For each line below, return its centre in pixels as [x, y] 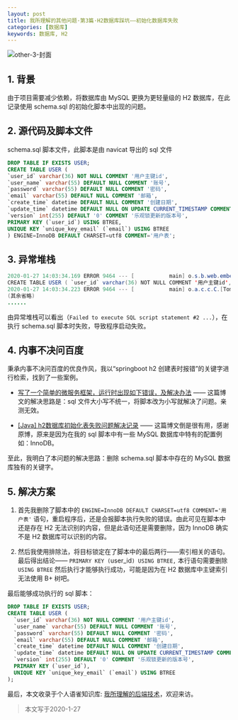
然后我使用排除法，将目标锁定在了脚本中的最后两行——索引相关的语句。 [123, 552]
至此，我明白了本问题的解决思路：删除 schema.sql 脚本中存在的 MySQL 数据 [119, 458]
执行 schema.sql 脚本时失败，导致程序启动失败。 [79, 326]
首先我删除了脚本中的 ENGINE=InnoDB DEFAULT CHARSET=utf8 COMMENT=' [119, 510]
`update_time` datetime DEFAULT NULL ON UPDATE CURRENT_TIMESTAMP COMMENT [120, 209]
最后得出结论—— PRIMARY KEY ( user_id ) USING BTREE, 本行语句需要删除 [123, 560]
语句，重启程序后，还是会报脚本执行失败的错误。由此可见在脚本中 [129, 519]
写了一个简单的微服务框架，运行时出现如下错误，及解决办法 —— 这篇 [119, 393]
